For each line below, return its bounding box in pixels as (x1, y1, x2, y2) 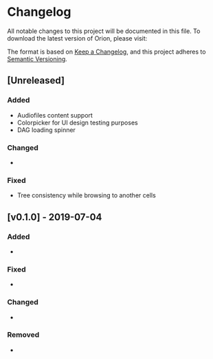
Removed (7, 330, 40, 340)
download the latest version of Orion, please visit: (7, 34, 148, 42)
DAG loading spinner (16, 125, 76, 134)
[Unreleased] (7, 75, 65, 87)
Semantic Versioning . (7, 54, 67, 63)
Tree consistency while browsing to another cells (16, 191, 156, 199)
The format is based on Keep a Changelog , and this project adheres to (7, 47, 206, 56)
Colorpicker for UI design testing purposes (16, 118, 139, 127)
